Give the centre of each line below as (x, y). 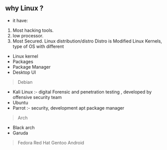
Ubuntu (20, 103)
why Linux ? (24, 8)
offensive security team (37, 97)
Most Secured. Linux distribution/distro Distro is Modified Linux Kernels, (87, 41)
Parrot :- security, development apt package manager (68, 108)
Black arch (24, 127)
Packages (23, 61)
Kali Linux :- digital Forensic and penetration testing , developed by (82, 92)
